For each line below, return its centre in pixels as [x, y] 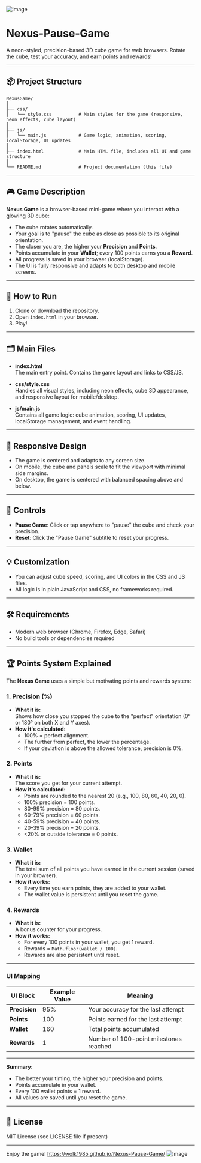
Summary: [19, 1066]
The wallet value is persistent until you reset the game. [91, 895]
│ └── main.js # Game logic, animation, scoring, [87, 135]
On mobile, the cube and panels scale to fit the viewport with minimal [100, 467]
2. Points [19, 764]
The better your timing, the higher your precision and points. [89, 1078]
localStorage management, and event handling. [73, 421]
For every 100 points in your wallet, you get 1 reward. [89, 942]
